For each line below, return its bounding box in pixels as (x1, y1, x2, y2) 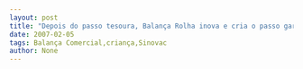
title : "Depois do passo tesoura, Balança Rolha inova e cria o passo (9, 22, 280, 30)
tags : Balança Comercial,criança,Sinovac (9, 38, 168, 47)
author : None (9, 47, 59, 56)
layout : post (9, 13, 59, 22)
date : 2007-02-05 (9, 30, 75, 39)
